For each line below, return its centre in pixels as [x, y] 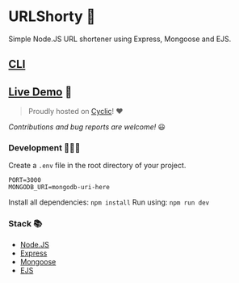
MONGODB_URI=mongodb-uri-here [59, 188]
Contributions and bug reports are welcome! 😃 [87, 127]
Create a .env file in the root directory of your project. [97, 166]
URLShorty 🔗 [52, 17]
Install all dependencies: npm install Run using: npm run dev [109, 202]
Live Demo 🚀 [40, 92]
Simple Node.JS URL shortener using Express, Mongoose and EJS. [120, 39]
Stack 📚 [25, 224]
